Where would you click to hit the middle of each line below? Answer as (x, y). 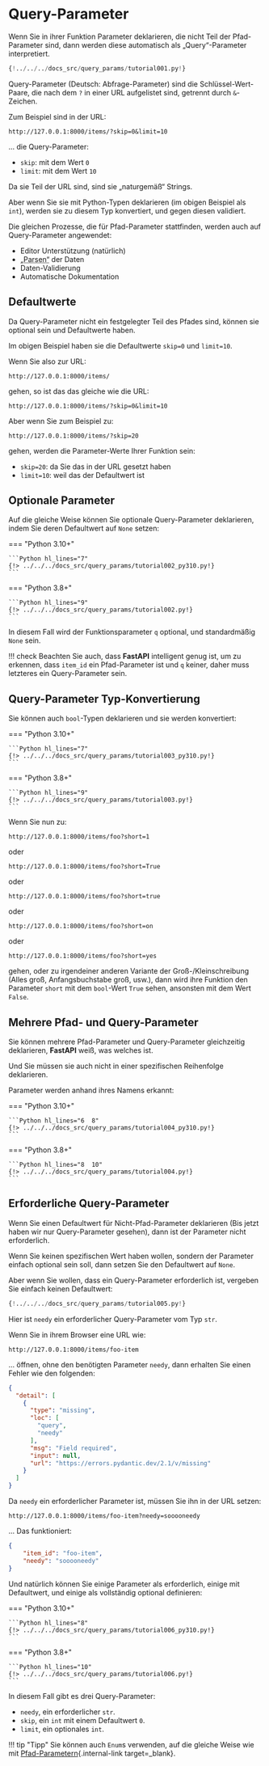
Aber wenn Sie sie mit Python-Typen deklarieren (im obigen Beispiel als (127, 202)
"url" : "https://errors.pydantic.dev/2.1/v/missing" (120, 1463)
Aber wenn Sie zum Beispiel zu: (61, 420)
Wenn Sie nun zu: (38, 822)
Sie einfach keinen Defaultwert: (61, 1289)
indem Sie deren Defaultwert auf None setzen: (84, 528)
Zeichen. (23, 101)
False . (19, 997)
